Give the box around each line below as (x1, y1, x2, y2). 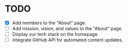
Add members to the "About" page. (12, 20, 86, 26)
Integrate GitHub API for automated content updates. (12, 37, 123, 43)
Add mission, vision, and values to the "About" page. (12, 26, 123, 31)
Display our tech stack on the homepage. (12, 31, 99, 37)
